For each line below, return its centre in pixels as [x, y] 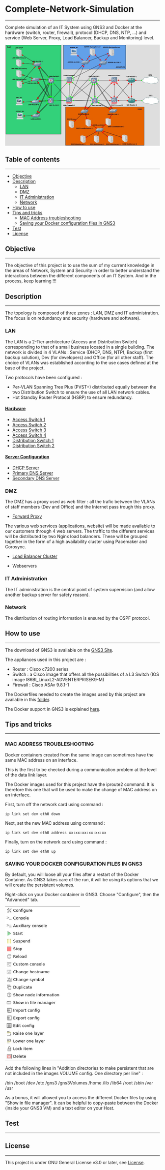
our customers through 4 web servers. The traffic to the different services [80, 531]
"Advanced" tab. [22, 900]
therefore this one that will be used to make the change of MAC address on [81, 789]
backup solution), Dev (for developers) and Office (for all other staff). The [79, 357]
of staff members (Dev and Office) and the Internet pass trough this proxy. [80, 507]
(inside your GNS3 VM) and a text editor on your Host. [60, 1108]
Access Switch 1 [29, 420]
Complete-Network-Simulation [69, 9]
